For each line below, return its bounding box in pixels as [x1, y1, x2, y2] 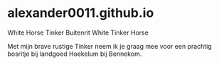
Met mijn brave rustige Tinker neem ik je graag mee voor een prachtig [7, 42, 212, 50]
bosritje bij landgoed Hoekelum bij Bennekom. [7, 49, 142, 58]
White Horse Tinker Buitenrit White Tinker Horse [7, 28, 149, 37]
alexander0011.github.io [7, 5, 154, 21]
